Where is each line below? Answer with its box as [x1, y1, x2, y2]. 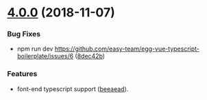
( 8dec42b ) [75, 52, 105, 60]
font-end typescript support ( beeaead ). [16, 84, 129, 93]
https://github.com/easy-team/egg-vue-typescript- [54, 45, 200, 53]
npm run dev [16, 45, 53, 53]
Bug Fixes [7, 29, 41, 39]
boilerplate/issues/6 [16, 52, 74, 60]
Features [7, 69, 38, 79]
